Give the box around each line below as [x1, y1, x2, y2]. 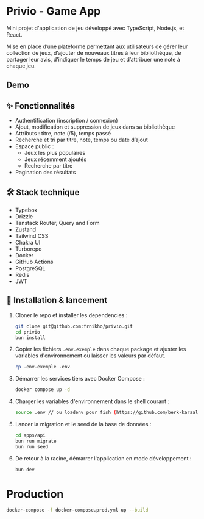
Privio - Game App [6, 4, 101, 18]
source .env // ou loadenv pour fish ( [15, 410, 117, 416]
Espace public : [15, 143, 54, 150]
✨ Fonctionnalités [6, 101, 76, 111]
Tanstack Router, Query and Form [15, 219, 100, 226]
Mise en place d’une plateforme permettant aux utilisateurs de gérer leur [6, 43, 188, 50]
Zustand [15, 226, 37, 233]
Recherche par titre [24, 162, 73, 170]
